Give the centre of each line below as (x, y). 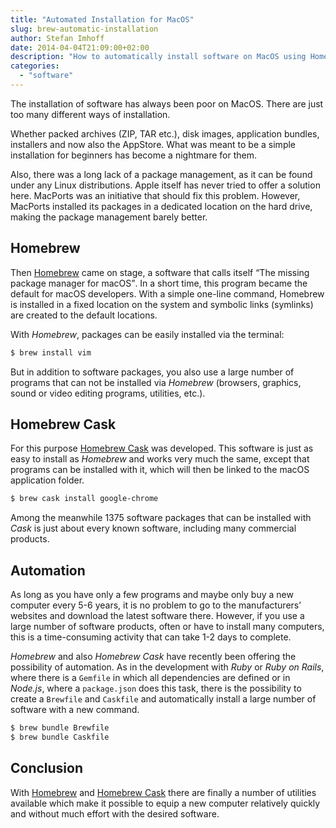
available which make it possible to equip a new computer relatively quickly (165, 803)
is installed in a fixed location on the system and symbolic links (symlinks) (162, 304)
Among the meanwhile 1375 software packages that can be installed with (161, 518)
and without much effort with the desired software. (115, 813)
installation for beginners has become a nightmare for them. (133, 155)
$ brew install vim (51, 352)
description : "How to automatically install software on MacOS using (158, 57)
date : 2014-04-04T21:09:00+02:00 (80, 47)
